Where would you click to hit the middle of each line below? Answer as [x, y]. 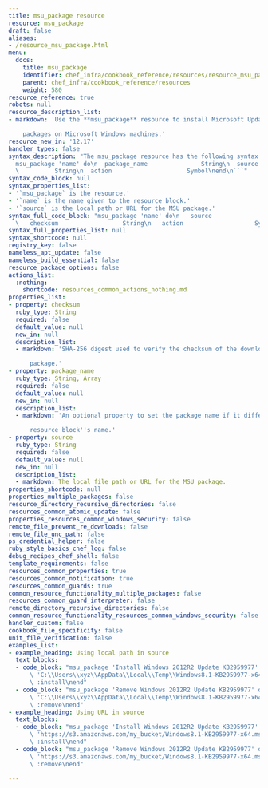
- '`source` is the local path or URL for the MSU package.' [112, 208]
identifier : [42, 75]
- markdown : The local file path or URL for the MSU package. [121, 482]
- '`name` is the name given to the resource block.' [100, 200]
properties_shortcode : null [55, 489]
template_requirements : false [59, 564]
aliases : [23, 38]
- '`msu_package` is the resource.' [69, 193]
